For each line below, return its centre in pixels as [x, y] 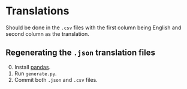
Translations [37, 11]
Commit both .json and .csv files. [56, 79]
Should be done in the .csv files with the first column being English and [93, 27]
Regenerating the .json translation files [80, 53]
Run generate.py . [36, 73]
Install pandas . [32, 67]
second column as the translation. [47, 33]
